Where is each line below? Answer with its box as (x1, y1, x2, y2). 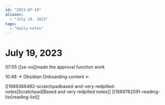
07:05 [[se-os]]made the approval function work (5, 64, 105, 70)
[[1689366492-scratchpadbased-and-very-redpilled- (5, 83, 116, 89)
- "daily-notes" (10, 26, 44, 31)
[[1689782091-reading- (112, 88, 160, 95)
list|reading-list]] (5, 94, 40, 100)
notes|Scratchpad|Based (5, 88, 57, 95)
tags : (5, 21, 17, 26)
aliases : (5, 12, 24, 17)
